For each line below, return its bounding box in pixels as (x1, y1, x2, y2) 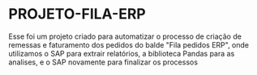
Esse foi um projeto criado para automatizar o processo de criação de (8, 31, 242, 41)
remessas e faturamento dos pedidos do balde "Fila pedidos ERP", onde (8, 40, 250, 49)
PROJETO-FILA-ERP (8, 5, 146, 23)
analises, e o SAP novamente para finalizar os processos (8, 57, 199, 67)
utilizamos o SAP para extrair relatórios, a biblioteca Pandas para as (8, 48, 235, 58)
